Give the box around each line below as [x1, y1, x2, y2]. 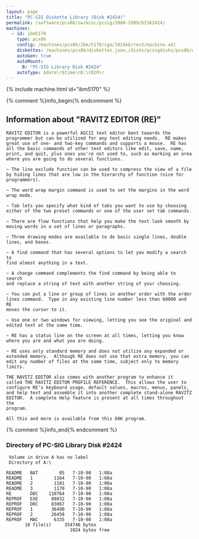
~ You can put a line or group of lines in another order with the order [6, 291, 192, 297]
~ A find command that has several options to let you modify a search [6, 250, 187, 256]
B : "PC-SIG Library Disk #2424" [21, 64, 102, 70]
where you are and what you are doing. [6, 338, 105, 344]
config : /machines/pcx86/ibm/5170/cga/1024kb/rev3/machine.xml [17, 42, 176, 48]
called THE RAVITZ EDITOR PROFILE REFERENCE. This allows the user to [6, 379, 187, 386]
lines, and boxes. [6, 239, 52, 245]
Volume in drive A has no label [8, 455, 89, 461]
